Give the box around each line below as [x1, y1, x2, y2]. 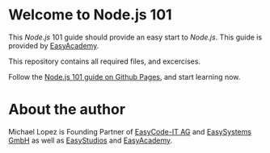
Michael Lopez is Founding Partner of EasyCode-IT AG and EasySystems [8, 126, 252, 136]
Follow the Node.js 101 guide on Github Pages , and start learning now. [8, 72, 241, 81]
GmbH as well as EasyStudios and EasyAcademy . [8, 135, 173, 145]
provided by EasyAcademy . [8, 40, 99, 50]
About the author [8, 101, 126, 118]
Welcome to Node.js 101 [8, 6, 172, 24]
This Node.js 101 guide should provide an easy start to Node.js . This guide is [8, 32, 263, 42]
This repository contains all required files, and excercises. [8, 56, 200, 66]
